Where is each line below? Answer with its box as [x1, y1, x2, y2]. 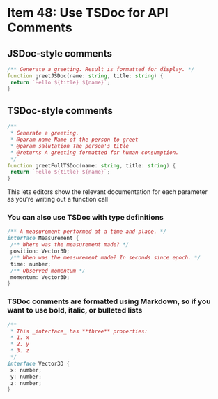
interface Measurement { [7, 235, 79, 242]
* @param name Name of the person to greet [10, 136, 139, 144]
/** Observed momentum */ [10, 267, 86, 274]
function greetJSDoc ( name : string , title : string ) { [7, 72, 164, 80]
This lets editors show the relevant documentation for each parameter [7, 188, 208, 196]
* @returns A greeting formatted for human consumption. [10, 149, 179, 156]
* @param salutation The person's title [10, 142, 130, 149]
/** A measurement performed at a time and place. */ [7, 228, 167, 235]
